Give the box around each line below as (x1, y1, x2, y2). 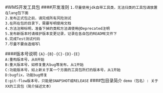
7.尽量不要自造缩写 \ (5, 41, 41, 46)
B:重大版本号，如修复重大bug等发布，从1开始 (5, 62, 84, 67)
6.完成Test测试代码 (5, 37, 41, 41)
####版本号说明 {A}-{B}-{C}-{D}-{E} (5, 51, 81, 56)
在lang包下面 (5, 11, 29, 16)
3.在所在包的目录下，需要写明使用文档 (5, 21, 72, 26)
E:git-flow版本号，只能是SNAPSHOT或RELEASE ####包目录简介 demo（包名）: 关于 (5, 77, 159, 83)
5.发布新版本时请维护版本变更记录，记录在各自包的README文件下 (5, 31, 117, 36)
